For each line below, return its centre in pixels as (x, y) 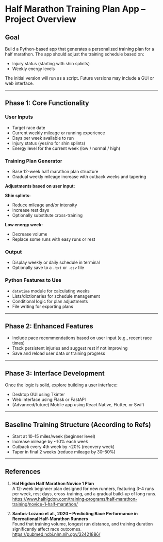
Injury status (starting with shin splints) (51, 63)
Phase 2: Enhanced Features (49, 326)
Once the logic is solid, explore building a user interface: (61, 385)
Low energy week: (24, 224)
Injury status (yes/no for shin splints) (49, 143)
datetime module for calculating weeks (51, 291)
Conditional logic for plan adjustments (50, 301)
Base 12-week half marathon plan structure (55, 171)
